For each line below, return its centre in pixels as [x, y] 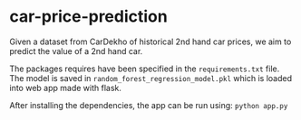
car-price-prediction [88, 17]
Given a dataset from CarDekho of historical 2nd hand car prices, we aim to [150, 42]
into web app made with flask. [66, 88]
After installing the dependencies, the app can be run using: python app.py [149, 105]
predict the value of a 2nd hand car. [76, 51]
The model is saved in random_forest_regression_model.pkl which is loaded [151, 78]
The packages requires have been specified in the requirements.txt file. [145, 69]
